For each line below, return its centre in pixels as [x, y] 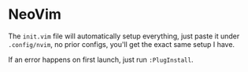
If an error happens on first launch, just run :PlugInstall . [101, 59]
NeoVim [35, 14]
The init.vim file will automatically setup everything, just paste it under [124, 36]
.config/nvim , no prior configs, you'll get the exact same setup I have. [121, 44]
